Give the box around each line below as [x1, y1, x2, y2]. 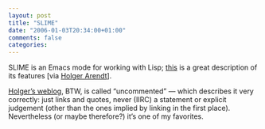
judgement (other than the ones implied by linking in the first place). [8, 104, 231, 113]
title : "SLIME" [8, 19, 59, 27]
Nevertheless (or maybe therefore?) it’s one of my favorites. [8, 112, 205, 121]
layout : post [8, 11, 52, 20]
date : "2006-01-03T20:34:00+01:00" [8, 26, 127, 34]
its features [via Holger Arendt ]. [8, 71, 112, 81]
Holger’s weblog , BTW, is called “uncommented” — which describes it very [8, 86, 255, 96]
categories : [8, 41, 48, 49]
